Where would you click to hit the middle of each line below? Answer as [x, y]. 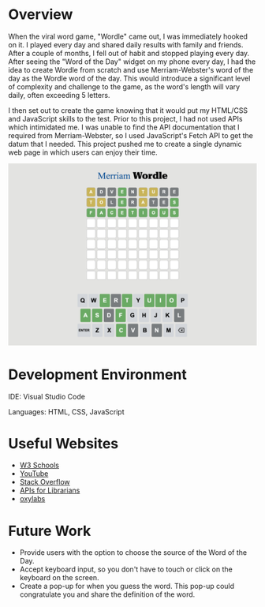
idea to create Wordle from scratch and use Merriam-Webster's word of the [131, 69]
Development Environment [97, 375]
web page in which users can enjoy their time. [83, 152]
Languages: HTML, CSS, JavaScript [66, 411]
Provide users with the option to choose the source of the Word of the [133, 553]
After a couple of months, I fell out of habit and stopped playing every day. [129, 53]
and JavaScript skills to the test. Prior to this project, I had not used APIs [125, 118]
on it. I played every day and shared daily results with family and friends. [126, 44]
